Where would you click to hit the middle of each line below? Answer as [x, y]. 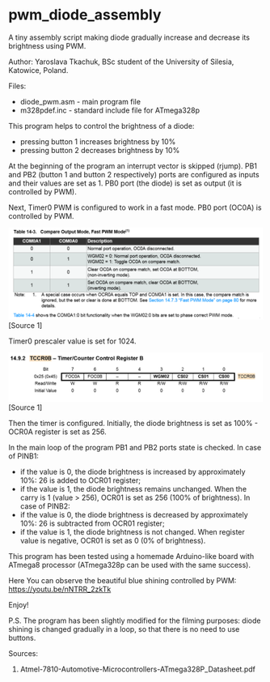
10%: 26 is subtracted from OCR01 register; [92, 523]
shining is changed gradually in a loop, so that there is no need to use [124, 629]
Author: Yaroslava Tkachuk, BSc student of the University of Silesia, [121, 62]
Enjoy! [19, 604]
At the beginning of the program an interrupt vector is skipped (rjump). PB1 [133, 166]
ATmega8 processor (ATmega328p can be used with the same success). [129, 565]
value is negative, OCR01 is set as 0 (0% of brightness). [113, 540]
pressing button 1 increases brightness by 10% [98, 141]
